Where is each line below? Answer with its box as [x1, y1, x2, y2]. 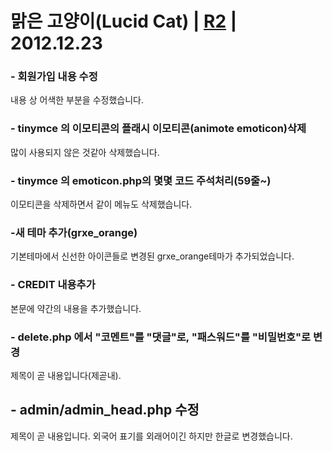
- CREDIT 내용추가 [10, 278, 96, 292]
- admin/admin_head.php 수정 [10, 402, 200, 419]
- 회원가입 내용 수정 [10, 70, 98, 84]
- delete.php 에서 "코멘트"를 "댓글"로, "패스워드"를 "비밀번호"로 [10, 330, 312, 344]
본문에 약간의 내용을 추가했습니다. [10, 302, 142, 314]
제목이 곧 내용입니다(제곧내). [10, 369, 122, 381]
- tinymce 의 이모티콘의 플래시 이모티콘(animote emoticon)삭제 [10, 122, 307, 136]
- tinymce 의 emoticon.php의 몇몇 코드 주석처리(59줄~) [10, 173, 272, 187]
